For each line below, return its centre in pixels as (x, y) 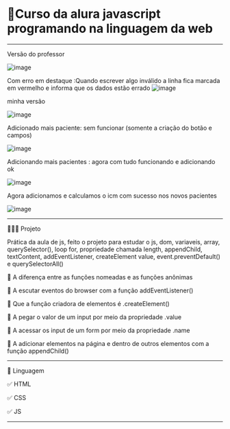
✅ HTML (19, 384)
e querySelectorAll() (35, 264)
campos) (20, 135)
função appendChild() (38, 351)
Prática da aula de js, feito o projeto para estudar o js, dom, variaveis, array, (114, 242)
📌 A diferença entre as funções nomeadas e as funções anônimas (100, 277)
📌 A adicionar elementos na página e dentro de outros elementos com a (108, 343)
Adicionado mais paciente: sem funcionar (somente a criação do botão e (110, 128)
